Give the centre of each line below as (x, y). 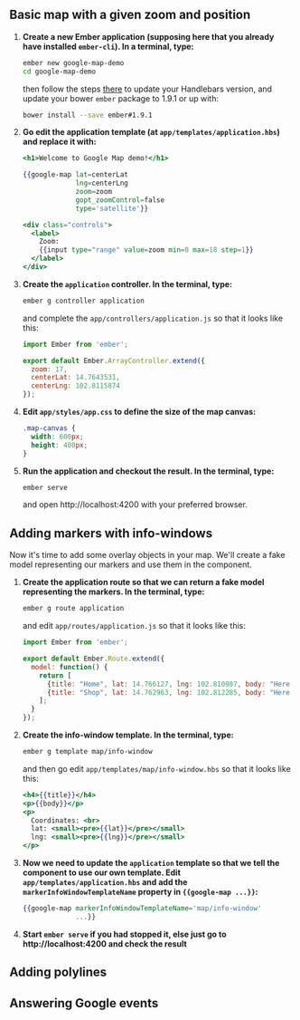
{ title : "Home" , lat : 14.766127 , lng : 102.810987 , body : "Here (169, 684)
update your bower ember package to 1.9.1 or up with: (121, 98)
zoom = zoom (94, 192)
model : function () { (70, 667)
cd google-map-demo (59, 72)
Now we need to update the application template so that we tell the (151, 863)
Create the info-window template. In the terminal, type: (128, 735)
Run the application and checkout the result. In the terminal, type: (148, 471)
